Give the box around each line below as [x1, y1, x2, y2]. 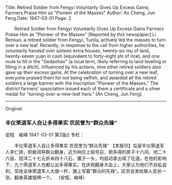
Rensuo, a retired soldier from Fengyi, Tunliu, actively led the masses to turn [5, 37, 166, 43]
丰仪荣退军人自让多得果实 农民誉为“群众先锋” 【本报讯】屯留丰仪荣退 [14, 143, 160, 149]
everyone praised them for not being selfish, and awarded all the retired [5, 75, 157, 81]
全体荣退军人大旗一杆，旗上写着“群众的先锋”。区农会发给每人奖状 [23, 168, 162, 174]
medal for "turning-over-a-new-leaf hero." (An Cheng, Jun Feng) [5, 91, 142, 97]
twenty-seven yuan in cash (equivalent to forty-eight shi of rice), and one [5, 53, 160, 59]
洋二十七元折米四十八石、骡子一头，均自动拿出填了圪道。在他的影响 [23, 155, 167, 162]
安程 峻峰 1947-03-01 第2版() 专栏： [5, 132, 84, 138]
